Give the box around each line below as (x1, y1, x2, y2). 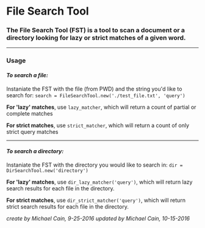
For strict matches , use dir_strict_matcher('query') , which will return (6, 196, 186, 204)
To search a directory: (6, 148, 64, 155)
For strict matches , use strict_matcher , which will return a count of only (6, 122, 190, 129)
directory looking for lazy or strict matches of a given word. (6, 33, 186, 42)
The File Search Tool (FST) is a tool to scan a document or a (6, 26, 185, 35)
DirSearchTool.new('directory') (6, 167, 88, 174)
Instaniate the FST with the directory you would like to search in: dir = (6, 161, 183, 168)
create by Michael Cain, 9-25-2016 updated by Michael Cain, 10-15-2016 (6, 215, 190, 222)
